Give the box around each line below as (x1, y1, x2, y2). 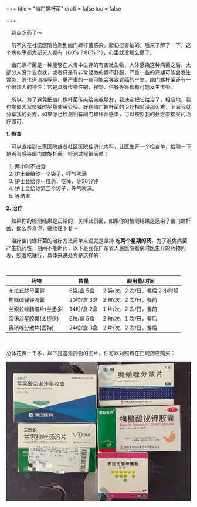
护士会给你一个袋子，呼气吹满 (14, 170, 87, 177)
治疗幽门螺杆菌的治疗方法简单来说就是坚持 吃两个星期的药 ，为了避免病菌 (11, 237, 188, 244)
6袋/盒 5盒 (69, 287, 95, 294)
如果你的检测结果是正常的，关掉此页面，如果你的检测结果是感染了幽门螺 (11, 217, 186, 224)
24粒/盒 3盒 (69, 324, 98, 331)
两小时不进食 (14, 163, 46, 169)
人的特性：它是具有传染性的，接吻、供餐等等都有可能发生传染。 (21, 84, 176, 90)
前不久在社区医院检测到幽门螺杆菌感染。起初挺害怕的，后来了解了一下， (11, 42, 186, 48)
